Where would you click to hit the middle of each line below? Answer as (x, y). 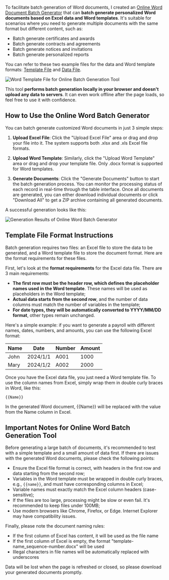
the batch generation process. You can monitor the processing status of (87, 184)
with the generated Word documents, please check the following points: (80, 459)
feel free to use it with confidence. (41, 100)
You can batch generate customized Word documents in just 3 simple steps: (84, 127)
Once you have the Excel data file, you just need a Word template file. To (81, 377)
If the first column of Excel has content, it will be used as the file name (86, 536)
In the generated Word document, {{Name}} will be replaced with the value (83, 406)
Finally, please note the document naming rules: (55, 526)
